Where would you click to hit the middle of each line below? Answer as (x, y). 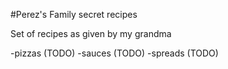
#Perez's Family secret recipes (74, 14)
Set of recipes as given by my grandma (91, 33)
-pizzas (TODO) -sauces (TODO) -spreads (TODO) (114, 53)
